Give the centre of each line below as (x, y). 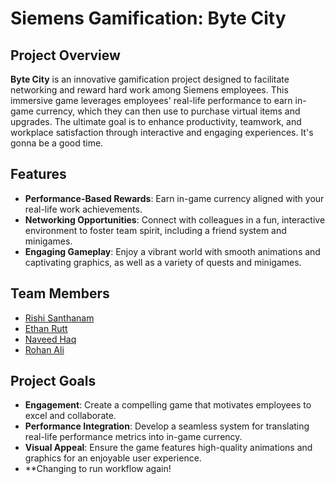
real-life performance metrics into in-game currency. (133, 437)
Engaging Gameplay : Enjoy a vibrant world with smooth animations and (172, 251)
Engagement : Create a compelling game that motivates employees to (168, 405)
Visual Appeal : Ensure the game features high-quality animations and (168, 448)
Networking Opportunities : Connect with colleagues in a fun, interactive (175, 219)
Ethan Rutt (46, 328)
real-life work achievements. (83, 209)
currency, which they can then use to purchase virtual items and (168, 111)
